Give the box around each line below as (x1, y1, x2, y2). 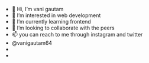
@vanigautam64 (11, 39, 52, 47)
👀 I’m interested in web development (11, 12, 101, 19)
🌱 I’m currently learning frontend (11, 18, 92, 25)
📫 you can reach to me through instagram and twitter (11, 31, 143, 38)
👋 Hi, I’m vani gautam (11, 6, 64, 12)
